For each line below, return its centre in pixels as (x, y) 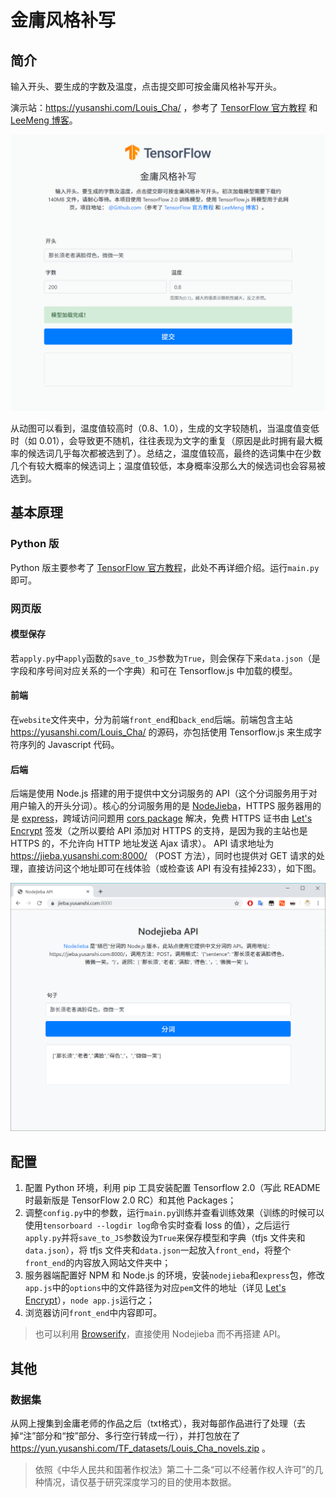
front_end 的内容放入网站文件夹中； (98, 1263)
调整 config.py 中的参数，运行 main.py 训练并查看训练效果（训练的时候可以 (174, 1213)
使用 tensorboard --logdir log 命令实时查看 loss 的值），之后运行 (157, 1225)
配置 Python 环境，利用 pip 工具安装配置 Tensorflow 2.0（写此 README (172, 1188)
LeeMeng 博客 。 (44, 120)
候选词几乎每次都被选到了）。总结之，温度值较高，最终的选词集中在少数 (174, 453)
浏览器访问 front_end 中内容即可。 (93, 1313)
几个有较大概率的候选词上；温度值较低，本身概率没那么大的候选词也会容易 (163, 465)
